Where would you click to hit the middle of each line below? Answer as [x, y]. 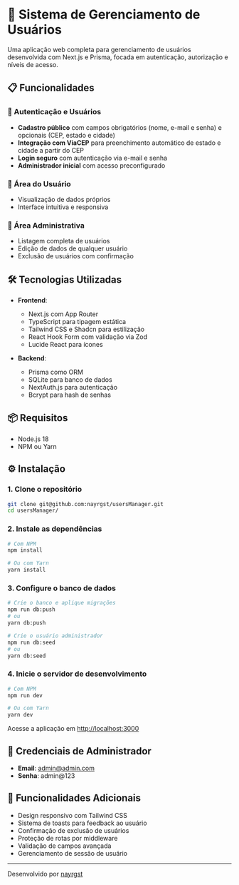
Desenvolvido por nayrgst [45, 874]
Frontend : [32, 300]
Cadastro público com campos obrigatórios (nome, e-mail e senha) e [119, 127]
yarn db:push [27, 623]
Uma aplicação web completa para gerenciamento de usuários [99, 49]
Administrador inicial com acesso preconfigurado [91, 165]
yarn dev [20, 715]
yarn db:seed [27, 656]
